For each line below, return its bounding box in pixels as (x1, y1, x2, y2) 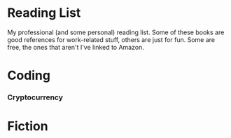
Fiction (7, 118, 48, 134)
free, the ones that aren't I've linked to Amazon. (7, 43, 145, 51)
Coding (7, 68, 51, 83)
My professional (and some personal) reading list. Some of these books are (7, 28, 225, 36)
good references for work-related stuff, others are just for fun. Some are (7, 35, 216, 43)
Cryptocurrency (7, 92, 64, 102)
